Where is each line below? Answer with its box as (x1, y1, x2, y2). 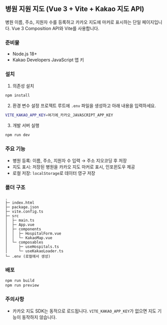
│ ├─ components (5, 227, 41, 232)
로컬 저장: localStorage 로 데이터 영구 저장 (12, 170, 95, 176)
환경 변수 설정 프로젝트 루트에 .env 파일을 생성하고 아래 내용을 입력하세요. (12, 102, 156, 109)
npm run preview (5, 283, 39, 288)
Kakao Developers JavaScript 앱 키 (12, 57, 84, 63)
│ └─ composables (5, 240, 43, 245)
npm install (5, 93, 30, 98)
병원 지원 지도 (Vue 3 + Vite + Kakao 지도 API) (5, 5, 144, 14)
